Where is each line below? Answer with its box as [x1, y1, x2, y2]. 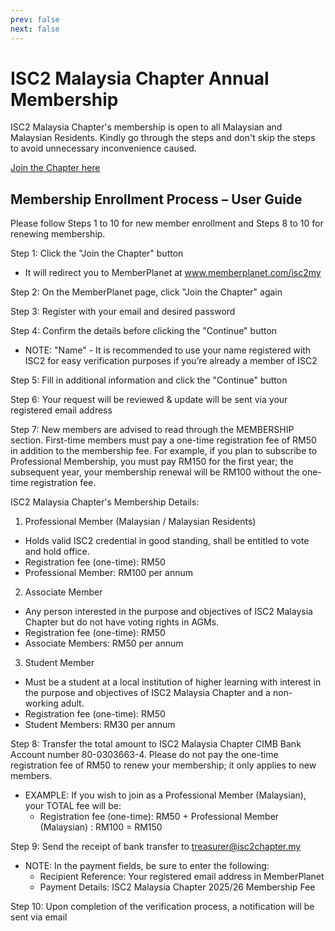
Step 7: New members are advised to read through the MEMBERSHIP [10, 424, 295, 436]
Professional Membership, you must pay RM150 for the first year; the [10, 456, 294, 468]
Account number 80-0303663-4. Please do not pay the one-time [10, 749, 279, 761]
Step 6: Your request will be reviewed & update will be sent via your [10, 394, 288, 406]
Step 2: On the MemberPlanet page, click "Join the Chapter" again [10, 286, 283, 298]
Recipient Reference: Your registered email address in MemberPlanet [39, 871, 325, 883]
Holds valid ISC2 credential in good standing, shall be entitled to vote [24, 535, 310, 547]
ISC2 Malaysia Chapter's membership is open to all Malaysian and [10, 121, 283, 133]
